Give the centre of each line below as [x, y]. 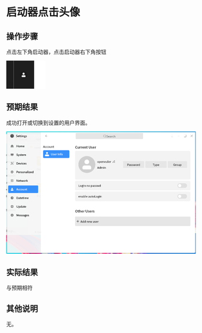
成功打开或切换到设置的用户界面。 [48, 122]
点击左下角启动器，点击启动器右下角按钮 [56, 52]
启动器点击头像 [43, 12]
